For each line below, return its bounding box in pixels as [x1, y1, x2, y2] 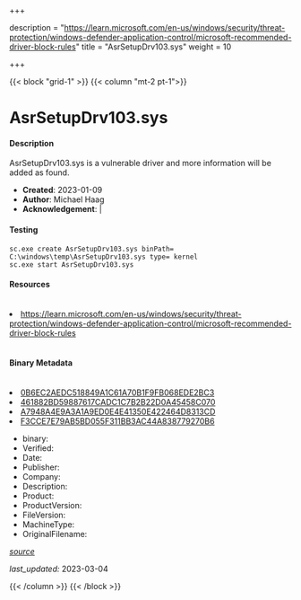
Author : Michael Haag [21, 194, 105, 205]
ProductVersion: [21, 500, 82, 510]
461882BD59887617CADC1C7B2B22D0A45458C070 [21, 397, 216, 407]
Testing [9, 224, 39, 234]
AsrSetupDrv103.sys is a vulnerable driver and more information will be [9, 158, 271, 169]
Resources [9, 279, 51, 290]
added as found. [9, 167, 70, 178]
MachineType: [21, 519, 75, 530]
